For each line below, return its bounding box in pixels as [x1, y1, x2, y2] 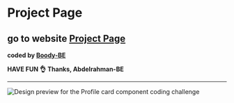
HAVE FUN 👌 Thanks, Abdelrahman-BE [7, 65, 124, 73]
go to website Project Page [7, 33, 126, 45]
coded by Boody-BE [7, 51, 66, 59]
